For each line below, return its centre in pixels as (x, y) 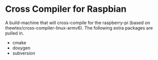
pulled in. (14, 33)
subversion (24, 53)
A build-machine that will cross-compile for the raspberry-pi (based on (78, 23)
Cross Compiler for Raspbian (66, 9)
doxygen (21, 48)
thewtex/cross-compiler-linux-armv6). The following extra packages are (79, 28)
